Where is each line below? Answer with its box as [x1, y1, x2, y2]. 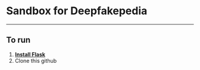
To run [6, 35, 31, 45]
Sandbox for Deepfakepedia [6, 4, 148, 18]
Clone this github [14, 57, 57, 64]
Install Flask [14, 50, 46, 58]
